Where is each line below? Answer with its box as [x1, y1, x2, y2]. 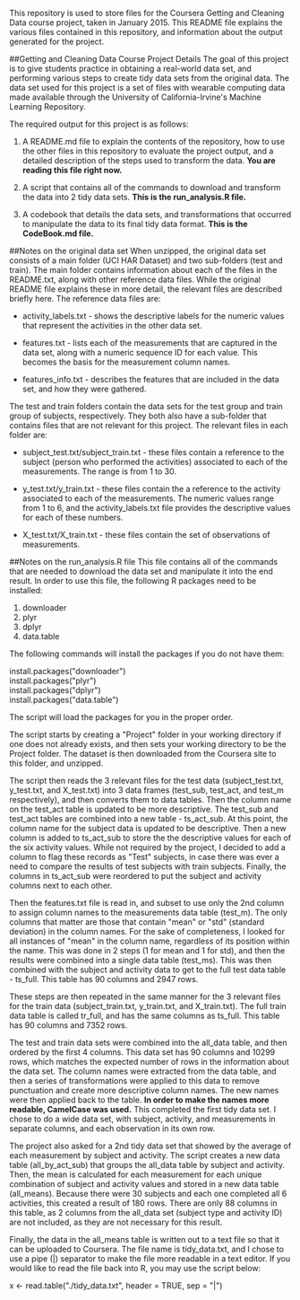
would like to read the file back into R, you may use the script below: [9, 1263, 261, 1273]
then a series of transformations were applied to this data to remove [9, 1076, 260, 1085]
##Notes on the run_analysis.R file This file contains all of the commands [9, 557, 279, 567]
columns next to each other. [9, 880, 113, 891]
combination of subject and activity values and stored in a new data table [9, 1179, 279, 1189]
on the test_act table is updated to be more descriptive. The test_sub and [9, 804, 279, 814]
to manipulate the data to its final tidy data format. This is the [21, 219, 248, 229]
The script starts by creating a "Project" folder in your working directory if [9, 729, 282, 740]
